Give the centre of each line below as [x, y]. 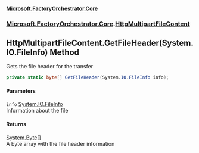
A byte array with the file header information [60, 143]
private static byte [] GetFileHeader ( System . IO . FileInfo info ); [88, 77]
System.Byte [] [24, 138]
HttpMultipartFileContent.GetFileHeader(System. [100, 43]
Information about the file [37, 111]
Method [64, 52]
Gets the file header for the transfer [50, 67]
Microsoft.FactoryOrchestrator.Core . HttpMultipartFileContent [98, 24]
